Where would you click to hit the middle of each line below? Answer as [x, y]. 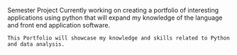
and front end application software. [59, 25]
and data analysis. [36, 44]
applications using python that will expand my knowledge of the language [115, 18]
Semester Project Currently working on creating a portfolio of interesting [113, 10]
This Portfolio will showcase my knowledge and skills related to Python [119, 38]
